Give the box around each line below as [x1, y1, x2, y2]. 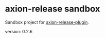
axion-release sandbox [5, 3, 101, 14]
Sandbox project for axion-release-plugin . [5, 19, 89, 25]
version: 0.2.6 [5, 28, 33, 34]
